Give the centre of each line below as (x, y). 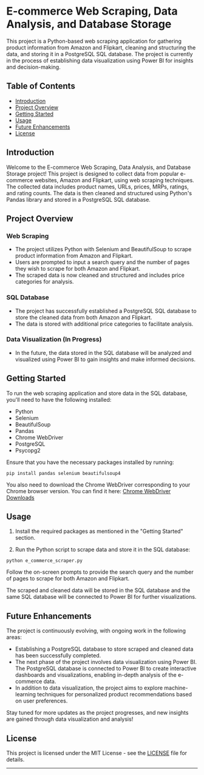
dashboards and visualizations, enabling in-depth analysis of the (96, 675)
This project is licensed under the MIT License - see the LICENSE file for (97, 753)
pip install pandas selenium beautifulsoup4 (63, 473)
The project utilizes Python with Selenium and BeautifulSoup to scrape (103, 249)
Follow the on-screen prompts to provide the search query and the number (100, 572)
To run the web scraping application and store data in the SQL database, (97, 393)
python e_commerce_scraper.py (45, 561)
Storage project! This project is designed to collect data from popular (93, 173)
